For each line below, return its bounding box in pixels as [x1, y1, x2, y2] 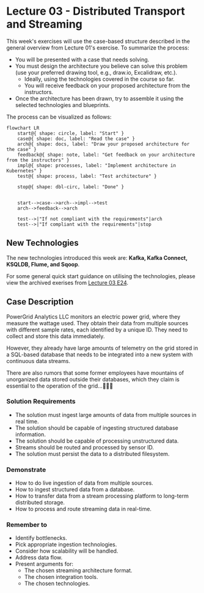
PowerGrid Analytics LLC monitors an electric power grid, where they [6, 313, 181, 320]
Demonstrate [6, 465, 46, 474]
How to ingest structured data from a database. [15, 486, 135, 493]
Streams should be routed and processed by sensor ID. [15, 443, 155, 451]
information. [15, 430, 46, 438]
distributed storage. [15, 499, 65, 506]
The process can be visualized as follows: [6, 113, 112, 120]
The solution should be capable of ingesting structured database [15, 424, 179, 432]
